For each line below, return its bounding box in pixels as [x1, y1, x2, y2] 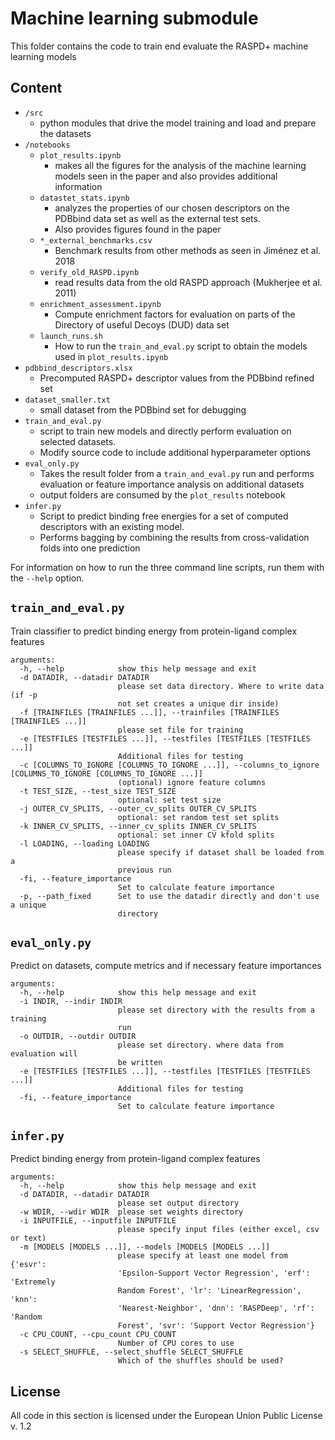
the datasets [39, 127, 92, 139]
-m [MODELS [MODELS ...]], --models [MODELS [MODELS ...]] [19, 1242, 271, 1252]
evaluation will [10, 1049, 78, 1059]
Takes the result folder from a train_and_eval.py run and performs [39, 467, 315, 479]
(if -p [10, 690, 38, 700]
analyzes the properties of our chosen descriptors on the [54, 202, 290, 214]
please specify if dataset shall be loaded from [117, 847, 325, 857]
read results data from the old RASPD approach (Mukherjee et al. [54, 276, 323, 288]
